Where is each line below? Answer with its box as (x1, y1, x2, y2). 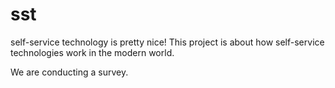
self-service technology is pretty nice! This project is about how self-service (10, 36, 325, 48)
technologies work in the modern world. (10, 46, 175, 58)
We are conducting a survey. (10, 66, 129, 78)
